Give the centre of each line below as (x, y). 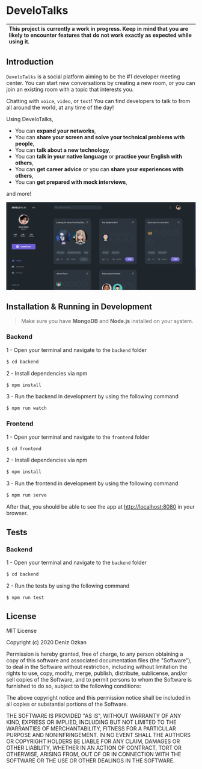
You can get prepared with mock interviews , (71, 182)
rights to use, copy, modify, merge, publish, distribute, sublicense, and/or (97, 673)
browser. (17, 513)
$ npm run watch (26, 408)
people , (25, 143)
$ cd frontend (24, 449)
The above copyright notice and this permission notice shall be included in (98, 698)
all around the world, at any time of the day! (60, 107)
